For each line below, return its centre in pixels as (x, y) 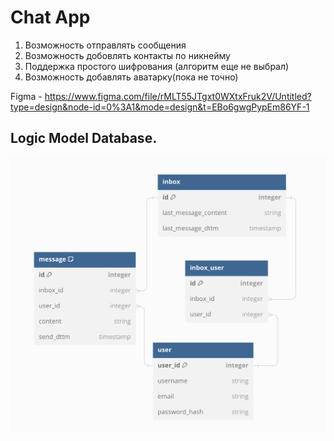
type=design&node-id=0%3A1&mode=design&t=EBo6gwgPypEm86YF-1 (160, 107)
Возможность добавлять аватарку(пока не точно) (131, 77)
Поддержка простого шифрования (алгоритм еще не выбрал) (157, 66)
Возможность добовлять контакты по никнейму (127, 55)
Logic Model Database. (84, 138)
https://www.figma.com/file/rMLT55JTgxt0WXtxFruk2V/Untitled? (178, 96)
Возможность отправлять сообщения (105, 45)
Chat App (50, 17)
